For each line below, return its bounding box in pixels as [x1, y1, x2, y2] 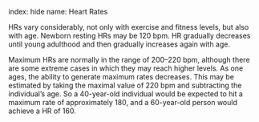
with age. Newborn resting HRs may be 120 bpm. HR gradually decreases [8, 31, 251, 40]
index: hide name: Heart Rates [8, 7, 108, 16]
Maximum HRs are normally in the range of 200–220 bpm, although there [8, 55, 250, 64]
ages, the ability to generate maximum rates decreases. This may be [8, 72, 235, 81]
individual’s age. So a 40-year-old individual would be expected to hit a [8, 89, 243, 99]
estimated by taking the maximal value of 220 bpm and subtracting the [8, 80, 242, 90]
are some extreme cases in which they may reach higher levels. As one [8, 63, 244, 73]
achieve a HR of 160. [8, 106, 76, 116]
